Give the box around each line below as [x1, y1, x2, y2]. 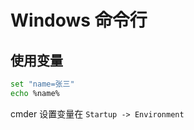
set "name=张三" [10, 79, 75, 89]
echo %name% [10, 88, 60, 98]
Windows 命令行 [10, 9, 148, 32]
